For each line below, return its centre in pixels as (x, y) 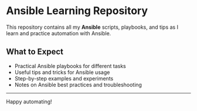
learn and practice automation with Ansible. (59, 33)
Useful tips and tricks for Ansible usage (62, 72)
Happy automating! (29, 102)
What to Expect (35, 52)
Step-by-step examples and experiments (64, 78)
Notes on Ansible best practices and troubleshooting (78, 85)
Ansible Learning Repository (77, 11)
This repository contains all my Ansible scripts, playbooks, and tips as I (92, 27)
